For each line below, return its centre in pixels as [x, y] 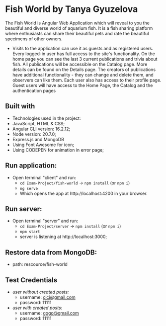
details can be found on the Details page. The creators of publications [84, 69]
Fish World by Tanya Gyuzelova [72, 9]
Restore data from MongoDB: [51, 252]
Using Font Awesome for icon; [43, 145]
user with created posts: [37, 308]
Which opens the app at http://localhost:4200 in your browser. [83, 193]
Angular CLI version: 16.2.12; [41, 129]
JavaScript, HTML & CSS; [39, 123]
